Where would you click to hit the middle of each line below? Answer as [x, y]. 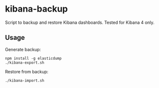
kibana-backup [36, 9]
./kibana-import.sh [25, 80]
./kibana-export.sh [25, 62]
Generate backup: [23, 49]
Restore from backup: [27, 71]
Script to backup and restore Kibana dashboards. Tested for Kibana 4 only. [80, 22]
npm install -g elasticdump [33, 58]
